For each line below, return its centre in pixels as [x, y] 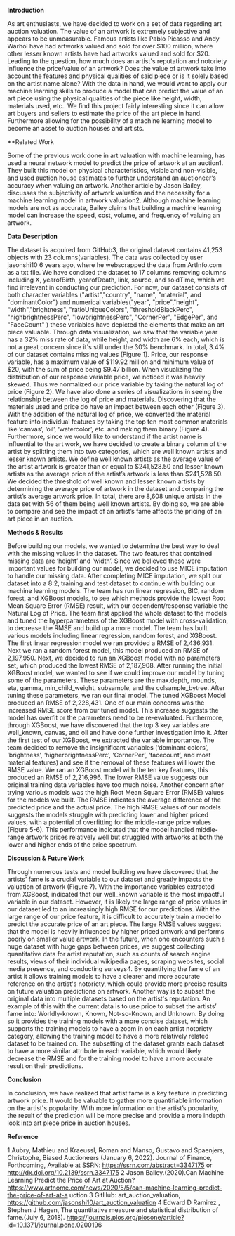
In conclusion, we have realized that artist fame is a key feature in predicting [117, 1093]
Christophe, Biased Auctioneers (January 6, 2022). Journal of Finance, [110, 1158]
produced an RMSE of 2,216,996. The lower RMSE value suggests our [108, 777]
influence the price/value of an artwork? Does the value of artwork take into [117, 69]
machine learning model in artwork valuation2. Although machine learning [114, 200]
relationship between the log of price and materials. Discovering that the [112, 399]
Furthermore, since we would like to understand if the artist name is [105, 436]
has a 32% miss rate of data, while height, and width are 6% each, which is [116, 339]
